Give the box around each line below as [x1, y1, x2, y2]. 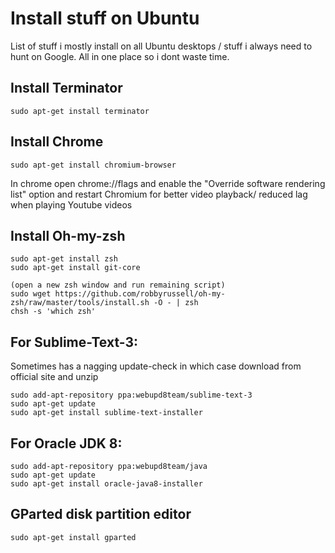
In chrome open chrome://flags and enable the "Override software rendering [10, 177, 326, 189]
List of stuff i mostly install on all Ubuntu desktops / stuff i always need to [10, 40, 313, 52]
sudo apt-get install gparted [10, 532, 137, 542]
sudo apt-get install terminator [10, 106, 150, 116]
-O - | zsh [153, 298, 199, 308]
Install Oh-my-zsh [10, 227, 126, 244]
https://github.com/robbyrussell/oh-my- [54, 289, 226, 299]
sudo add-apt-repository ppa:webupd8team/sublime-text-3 [10, 390, 253, 401]
